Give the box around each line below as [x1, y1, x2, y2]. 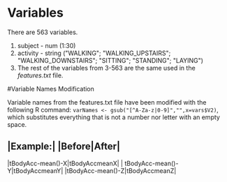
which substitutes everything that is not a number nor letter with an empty [7, 113, 220, 121]
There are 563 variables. [7, 28, 78, 36]
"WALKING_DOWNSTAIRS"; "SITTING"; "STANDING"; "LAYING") [17, 56, 204, 64]
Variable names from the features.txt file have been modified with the [7, 98, 207, 106]
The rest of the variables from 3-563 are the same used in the [17, 63, 196, 72]
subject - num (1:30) [17, 41, 76, 50]
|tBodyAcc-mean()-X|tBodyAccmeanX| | [7, 159, 124, 167]
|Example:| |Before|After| [7, 141, 121, 153]
